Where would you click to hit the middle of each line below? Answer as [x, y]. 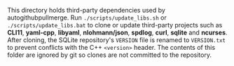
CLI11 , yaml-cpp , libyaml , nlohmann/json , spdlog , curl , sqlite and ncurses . [117, 32]
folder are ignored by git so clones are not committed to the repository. [110, 55]
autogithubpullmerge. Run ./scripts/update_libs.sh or [87, 18]
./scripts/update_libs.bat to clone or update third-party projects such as [115, 25]
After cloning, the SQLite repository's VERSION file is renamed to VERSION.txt [117, 40]
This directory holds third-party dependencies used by [87, 10]
